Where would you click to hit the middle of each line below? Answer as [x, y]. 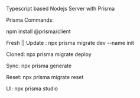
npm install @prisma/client [38, 31]
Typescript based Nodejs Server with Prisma [61, 9]
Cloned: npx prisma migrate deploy [49, 54]
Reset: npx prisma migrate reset [45, 77]
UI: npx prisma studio [32, 89]
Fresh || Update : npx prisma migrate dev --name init [70, 43]
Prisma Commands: [30, 20]
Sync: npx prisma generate [39, 66]
